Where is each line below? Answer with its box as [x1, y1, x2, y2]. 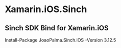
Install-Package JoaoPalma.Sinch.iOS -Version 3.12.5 [5, 37, 116, 43]
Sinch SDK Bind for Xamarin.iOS [5, 24, 109, 32]
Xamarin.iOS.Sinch [5, 4, 87, 15]
